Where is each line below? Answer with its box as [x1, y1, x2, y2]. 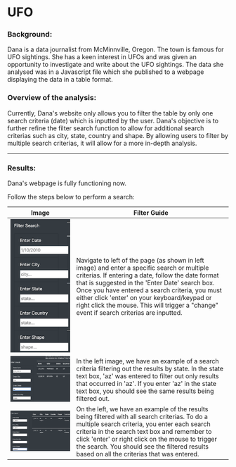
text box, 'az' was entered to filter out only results [76, 371, 219, 380]
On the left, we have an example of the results [76, 405, 209, 413]
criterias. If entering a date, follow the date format [76, 271, 219, 279]
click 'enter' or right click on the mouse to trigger [76, 435, 218, 444]
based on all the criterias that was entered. [76, 450, 199, 459]
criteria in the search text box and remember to [76, 428, 212, 436]
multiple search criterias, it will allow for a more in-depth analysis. [7, 139, 197, 147]
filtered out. [76, 394, 110, 402]
